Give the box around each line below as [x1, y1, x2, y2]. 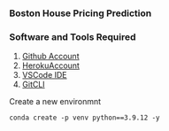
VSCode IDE [21, 70, 68, 81]
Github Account [21, 51, 80, 62]
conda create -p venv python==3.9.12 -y [9, 113, 161, 122]
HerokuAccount [21, 60, 80, 71]
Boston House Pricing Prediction [9, 7, 152, 19]
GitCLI [21, 79, 46, 90]
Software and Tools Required [9, 30, 136, 42]
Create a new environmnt [9, 96, 102, 107]
